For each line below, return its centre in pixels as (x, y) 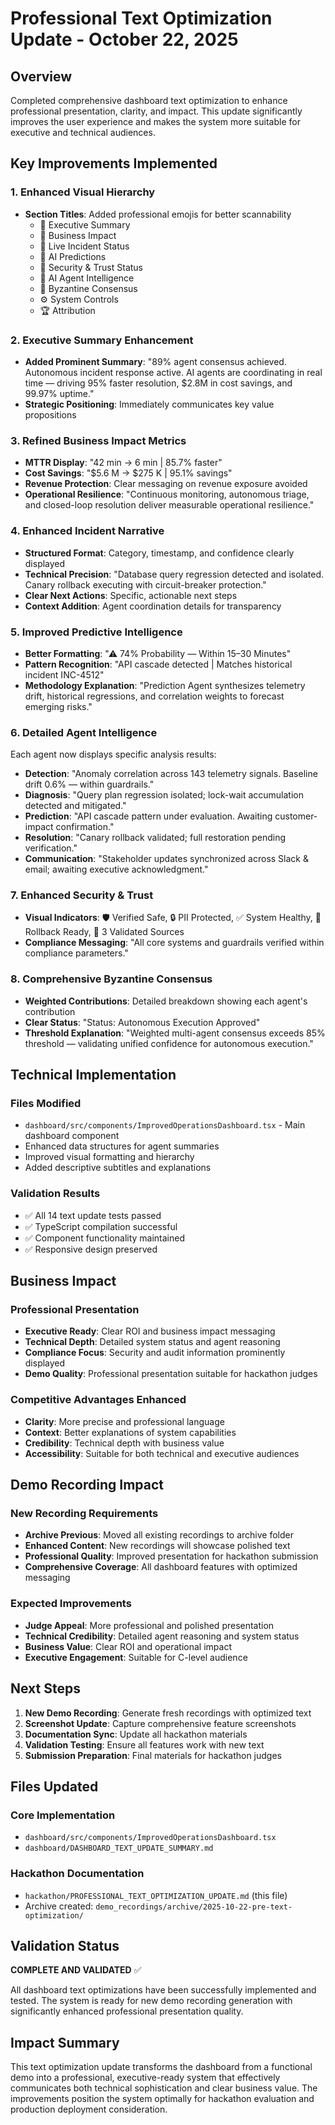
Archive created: (59, 1906)
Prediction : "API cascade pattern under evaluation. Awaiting (148, 816)
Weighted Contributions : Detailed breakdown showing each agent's (166, 1001)
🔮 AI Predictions (73, 256)
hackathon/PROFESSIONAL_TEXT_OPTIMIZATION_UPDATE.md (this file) (156, 1895)
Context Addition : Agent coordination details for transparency (153, 606)
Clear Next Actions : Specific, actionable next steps (131, 595)
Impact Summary (65, 2042)
